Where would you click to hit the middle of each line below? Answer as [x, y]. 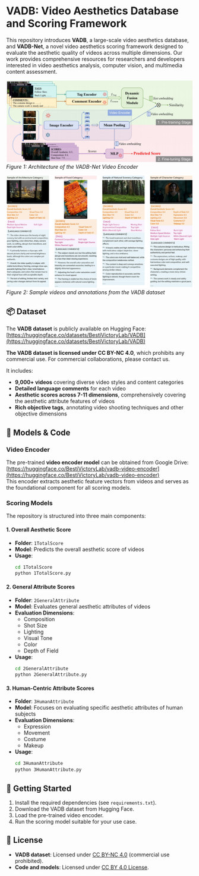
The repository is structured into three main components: [76, 516]
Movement [37, 733]
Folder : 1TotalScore [39, 543]
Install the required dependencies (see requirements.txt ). [86, 803]
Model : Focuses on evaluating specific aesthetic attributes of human [99, 708]
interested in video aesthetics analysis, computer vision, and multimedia [94, 65]
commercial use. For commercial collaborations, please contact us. [88, 359]
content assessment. [32, 71]
